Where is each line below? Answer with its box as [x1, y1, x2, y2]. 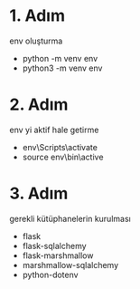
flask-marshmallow [22, 250, 94, 261]
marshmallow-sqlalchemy [22, 259, 119, 270]
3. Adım [9, 183, 69, 204]
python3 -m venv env [22, 63, 103, 73]
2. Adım [9, 94, 69, 115]
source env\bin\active [22, 151, 104, 162]
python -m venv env [22, 53, 98, 63]
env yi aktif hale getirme [9, 124, 99, 135]
